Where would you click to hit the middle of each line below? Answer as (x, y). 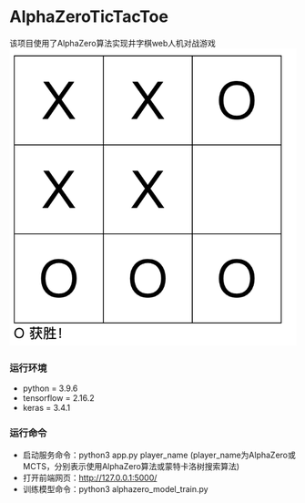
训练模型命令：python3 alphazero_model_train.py (115, 488)
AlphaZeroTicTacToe (89, 17)
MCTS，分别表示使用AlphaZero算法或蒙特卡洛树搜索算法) (131, 466)
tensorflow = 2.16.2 (59, 398)
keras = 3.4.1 (46, 408)
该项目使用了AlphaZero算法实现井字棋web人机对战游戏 (113, 43)
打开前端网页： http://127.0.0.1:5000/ (90, 477)
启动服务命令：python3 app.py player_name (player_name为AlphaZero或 (159, 455)
